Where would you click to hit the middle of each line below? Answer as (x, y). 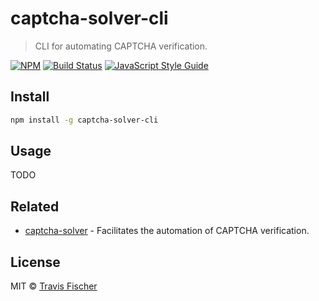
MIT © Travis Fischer (54, 286)
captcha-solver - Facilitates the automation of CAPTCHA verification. (167, 231)
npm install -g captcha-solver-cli (84, 120)
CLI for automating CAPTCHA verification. (121, 46)
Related (35, 206)
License (35, 262)
